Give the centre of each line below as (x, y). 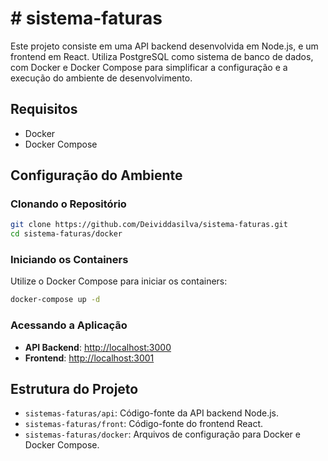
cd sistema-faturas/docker (66, 234)
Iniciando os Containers (69, 260)
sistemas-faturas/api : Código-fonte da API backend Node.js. (152, 413)
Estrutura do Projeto (74, 389)
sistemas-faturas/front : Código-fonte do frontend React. (144, 424)
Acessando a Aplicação (69, 325)
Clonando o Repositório (68, 204)
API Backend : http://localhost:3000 (98, 347)
